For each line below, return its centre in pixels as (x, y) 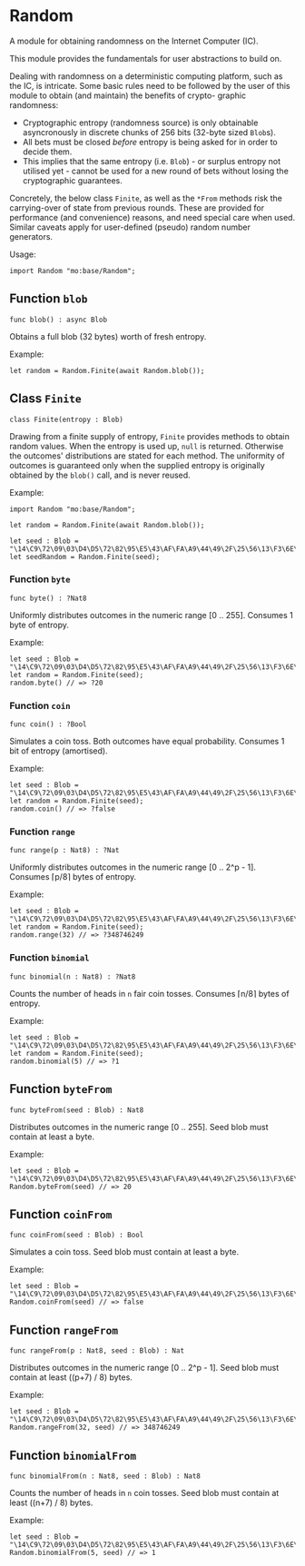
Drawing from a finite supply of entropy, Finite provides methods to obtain (150, 436)
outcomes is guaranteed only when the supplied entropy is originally (137, 465)
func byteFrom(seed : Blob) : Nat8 (77, 1110)
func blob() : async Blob (58, 320)
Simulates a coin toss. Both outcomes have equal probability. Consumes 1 (147, 742)
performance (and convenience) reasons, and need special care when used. (152, 217)
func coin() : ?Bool (49, 724)
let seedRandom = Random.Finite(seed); (85, 556)
